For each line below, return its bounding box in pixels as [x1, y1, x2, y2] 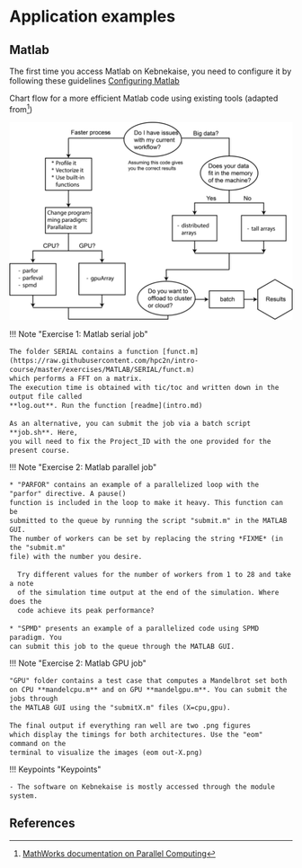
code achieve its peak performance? [17, 607, 155, 616]
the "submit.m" [9, 544, 67, 553]
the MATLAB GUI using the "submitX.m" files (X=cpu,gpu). [9, 704, 231, 713]
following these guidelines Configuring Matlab [9, 75, 180, 86]
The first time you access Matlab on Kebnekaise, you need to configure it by [9, 66, 292, 76]
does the [9, 598, 42, 607]
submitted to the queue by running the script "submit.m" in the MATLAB [9, 517, 288, 526]
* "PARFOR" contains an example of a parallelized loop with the [9, 481, 259, 490]
